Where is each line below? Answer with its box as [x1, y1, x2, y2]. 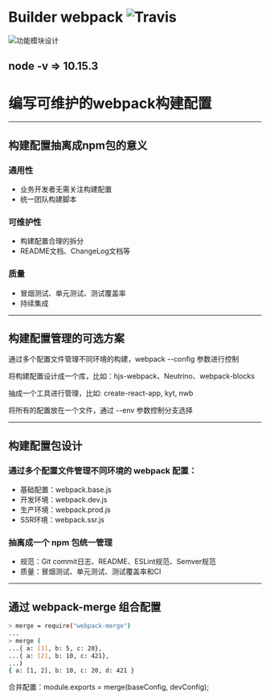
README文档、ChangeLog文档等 [19, 246, 131, 256]
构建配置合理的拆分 [19, 236, 84, 246]
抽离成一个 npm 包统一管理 [8, 537, 112, 548]
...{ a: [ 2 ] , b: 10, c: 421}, [8, 652, 110, 660]
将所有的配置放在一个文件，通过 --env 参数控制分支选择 [8, 406, 193, 415]
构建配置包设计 [8, 439, 83, 452]
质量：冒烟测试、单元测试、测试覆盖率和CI [19, 567, 162, 576]
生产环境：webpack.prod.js [19, 505, 111, 514]
